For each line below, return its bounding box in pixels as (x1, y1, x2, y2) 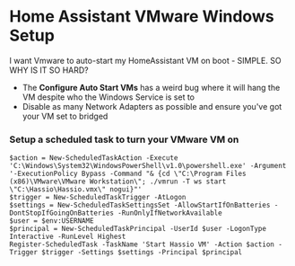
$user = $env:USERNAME (9, 217, 94, 226)
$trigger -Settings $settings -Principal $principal (41, 248, 243, 257)
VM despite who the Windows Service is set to (22, 92, 195, 102)
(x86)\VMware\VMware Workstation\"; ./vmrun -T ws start (9, 177, 227, 186)
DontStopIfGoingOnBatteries (9, 208, 115, 217)
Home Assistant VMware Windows (9, 6, 275, 27)
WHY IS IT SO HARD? (9, 65, 90, 75)
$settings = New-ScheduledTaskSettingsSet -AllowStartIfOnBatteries (9, 200, 271, 210)
